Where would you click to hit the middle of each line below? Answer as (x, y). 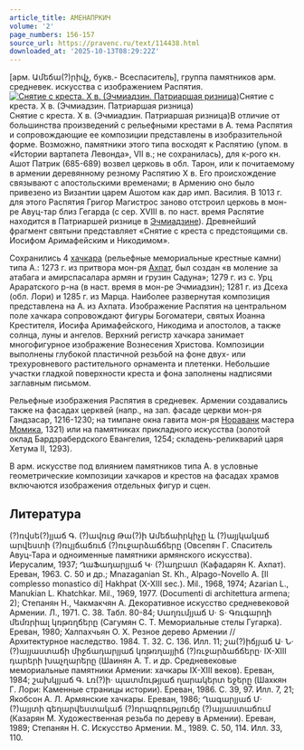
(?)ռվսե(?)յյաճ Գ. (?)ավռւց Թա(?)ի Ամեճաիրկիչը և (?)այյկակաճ (139, 536)
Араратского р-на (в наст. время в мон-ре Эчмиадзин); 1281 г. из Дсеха (149, 287)
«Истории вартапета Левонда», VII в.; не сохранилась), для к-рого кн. (145, 154)
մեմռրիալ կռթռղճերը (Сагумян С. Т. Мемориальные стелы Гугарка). (146, 622)
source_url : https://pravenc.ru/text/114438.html (105, 43)
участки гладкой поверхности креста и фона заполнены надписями (141, 374)
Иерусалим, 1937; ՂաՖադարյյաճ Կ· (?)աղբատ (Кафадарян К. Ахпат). (148, 564)
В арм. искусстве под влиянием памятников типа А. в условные (134, 466)
